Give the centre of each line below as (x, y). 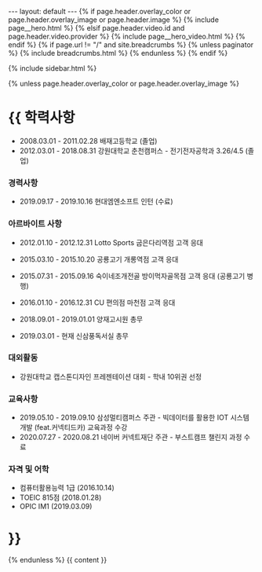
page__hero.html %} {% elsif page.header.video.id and (96, 28)
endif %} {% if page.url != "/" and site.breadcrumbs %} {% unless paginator (131, 45)
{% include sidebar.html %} (53, 68)
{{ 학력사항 (42, 118)
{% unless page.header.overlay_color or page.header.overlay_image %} (124, 83)
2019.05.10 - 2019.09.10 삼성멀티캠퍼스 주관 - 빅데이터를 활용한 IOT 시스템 (134, 418)
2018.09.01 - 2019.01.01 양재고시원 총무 (81, 319)
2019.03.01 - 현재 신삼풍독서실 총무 (74, 335)
